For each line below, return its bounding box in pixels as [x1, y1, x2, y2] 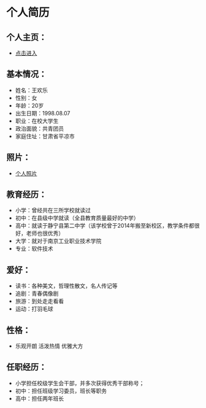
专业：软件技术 [15, 245, 53, 252]
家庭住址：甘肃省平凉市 [15, 133, 75, 140]
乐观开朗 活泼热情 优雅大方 [15, 342, 83, 350]
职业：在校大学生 [15, 117, 59, 125]
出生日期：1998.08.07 [15, 109, 71, 117]
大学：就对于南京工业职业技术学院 [15, 237, 102, 245]
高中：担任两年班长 [15, 395, 64, 402]
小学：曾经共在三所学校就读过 [15, 207, 91, 214]
